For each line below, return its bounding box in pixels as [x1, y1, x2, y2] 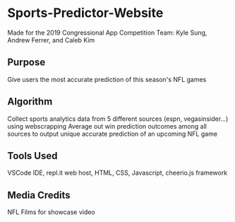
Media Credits [7, 189, 71, 201]
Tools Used [7, 150, 58, 162]
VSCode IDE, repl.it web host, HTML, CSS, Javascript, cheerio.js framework [7, 168, 228, 177]
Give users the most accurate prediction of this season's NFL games [7, 75, 207, 83]
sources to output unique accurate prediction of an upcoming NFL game [7, 129, 217, 138]
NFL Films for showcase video [7, 208, 95, 216]
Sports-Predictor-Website [7, 5, 164, 21]
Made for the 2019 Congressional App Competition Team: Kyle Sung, [7, 28, 207, 37]
